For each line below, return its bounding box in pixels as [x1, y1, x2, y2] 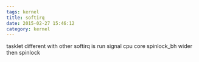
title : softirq [6, 15, 45, 21]
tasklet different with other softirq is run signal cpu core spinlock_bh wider [6, 43, 193, 50]
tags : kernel [6, 9, 40, 15]
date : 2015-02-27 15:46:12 [6, 20, 75, 26]
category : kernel [6, 26, 51, 32]
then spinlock [6, 49, 41, 57]
